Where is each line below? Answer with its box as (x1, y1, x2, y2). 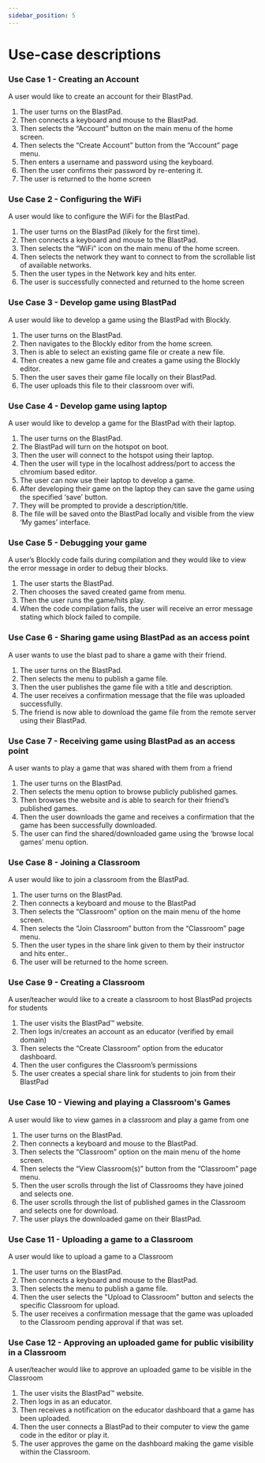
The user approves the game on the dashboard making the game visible (19, 1439, 254, 1449)
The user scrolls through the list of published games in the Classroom (19, 1197, 246, 1206)
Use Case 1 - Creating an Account (8, 73, 140, 84)
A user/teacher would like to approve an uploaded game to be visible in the (8, 1365, 252, 1375)
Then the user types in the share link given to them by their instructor (19, 940, 245, 950)
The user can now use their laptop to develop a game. (19, 475, 196, 485)
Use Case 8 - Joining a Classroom (8, 857, 140, 868)
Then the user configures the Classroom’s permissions (19, 1060, 198, 1070)
